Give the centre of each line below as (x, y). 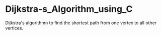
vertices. (14, 28)
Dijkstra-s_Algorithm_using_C (69, 9)
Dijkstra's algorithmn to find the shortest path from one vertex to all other (81, 23)
